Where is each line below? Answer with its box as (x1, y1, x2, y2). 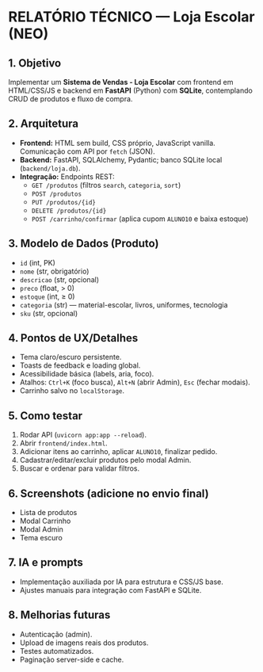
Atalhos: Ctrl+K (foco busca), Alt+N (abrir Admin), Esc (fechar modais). (19, 377, 251, 388)
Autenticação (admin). (19, 629, 93, 639)
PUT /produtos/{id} (31, 198, 97, 206)
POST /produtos (31, 190, 82, 198)
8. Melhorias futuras (8, 609, 111, 622)
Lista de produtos (19, 508, 78, 517)
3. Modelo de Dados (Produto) (8, 237, 159, 250)
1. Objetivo (8, 56, 62, 70)
